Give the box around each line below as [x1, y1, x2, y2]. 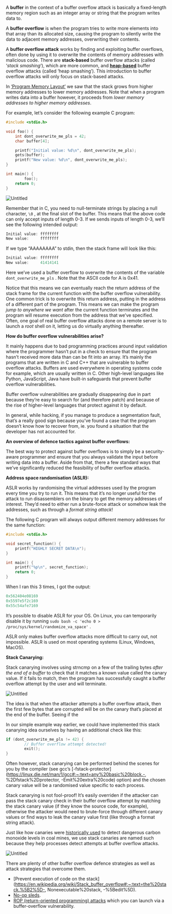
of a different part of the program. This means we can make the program [6, 301, 159, 307]
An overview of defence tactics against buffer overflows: [6, 438, 130, 444]
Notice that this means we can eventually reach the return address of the [6, 285, 160, 291]
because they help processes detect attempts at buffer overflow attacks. [6, 840, 159, 847]
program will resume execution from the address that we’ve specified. [6, 312, 154, 318]
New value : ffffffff [6, 236, 59, 241]
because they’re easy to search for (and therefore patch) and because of [6, 397, 160, 403]
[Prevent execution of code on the [13, 876, 85, 882]
